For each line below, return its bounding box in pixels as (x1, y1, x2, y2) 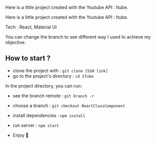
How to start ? (5, 54, 51, 63)
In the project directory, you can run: (5, 82, 82, 89)
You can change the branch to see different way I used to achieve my (5, 34, 151, 40)
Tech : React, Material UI (5, 24, 57, 30)
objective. (5, 39, 27, 45)
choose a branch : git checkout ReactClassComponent (12, 102, 125, 108)
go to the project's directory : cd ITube (12, 73, 94, 79)
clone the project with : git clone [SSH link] (12, 67, 108, 73)
